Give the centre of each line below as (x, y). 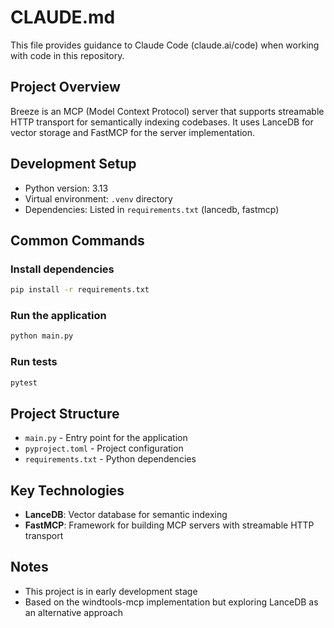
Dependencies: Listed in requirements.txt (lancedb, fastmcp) (152, 209)
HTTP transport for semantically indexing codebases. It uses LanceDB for (162, 122)
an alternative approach (73, 612)
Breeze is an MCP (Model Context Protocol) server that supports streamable (167, 111)
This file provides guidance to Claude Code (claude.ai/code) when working (165, 45)
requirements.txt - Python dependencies (110, 459)
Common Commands (77, 240)
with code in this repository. (67, 55)
